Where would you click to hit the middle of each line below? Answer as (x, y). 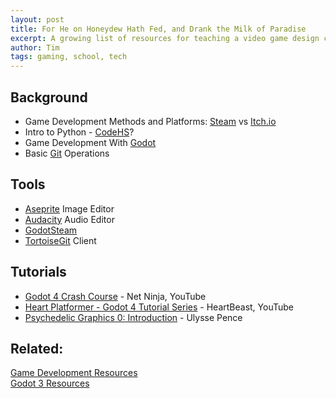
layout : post (37, 19)
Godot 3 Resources (50, 383)
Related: (37, 348)
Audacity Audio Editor (69, 219)
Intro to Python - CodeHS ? (79, 132)
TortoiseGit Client (60, 240)
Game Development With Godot (90, 142)
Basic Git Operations (67, 153)
